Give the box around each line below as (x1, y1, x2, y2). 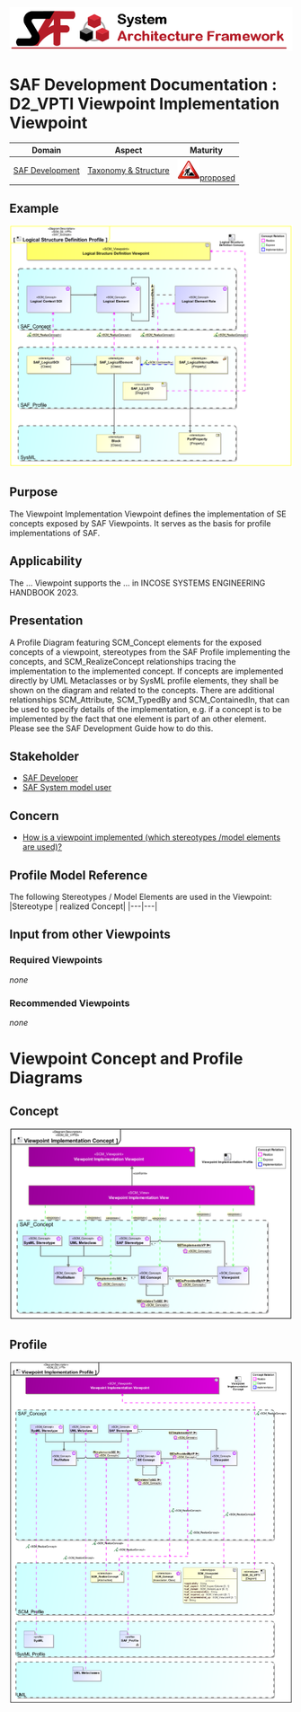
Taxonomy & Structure (87, 165, 170, 176)
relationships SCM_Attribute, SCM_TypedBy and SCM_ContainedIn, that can (9, 694, 290, 705)
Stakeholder (9, 748, 79, 763)
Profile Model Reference (9, 868, 148, 883)
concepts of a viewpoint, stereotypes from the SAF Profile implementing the (9, 646, 290, 657)
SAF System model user (22, 782, 112, 793)
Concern (9, 807, 60, 824)
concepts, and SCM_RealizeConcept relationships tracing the (9, 656, 236, 666)
